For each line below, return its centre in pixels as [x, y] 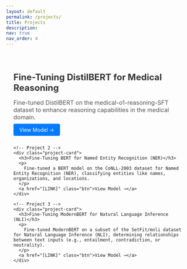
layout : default [26, 11]
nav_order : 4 [22, 39]
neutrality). [29, 245]
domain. [25, 117]
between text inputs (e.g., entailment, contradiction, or [87, 240]
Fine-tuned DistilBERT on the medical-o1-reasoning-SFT [91, 102]
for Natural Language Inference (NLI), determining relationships [96, 234]
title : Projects [26, 22]
